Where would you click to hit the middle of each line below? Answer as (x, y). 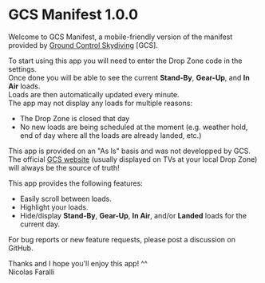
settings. (23, 69)
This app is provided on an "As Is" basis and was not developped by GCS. (130, 151)
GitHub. (21, 248)
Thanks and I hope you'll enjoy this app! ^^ (78, 263)
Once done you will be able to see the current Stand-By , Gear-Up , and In (129, 77)
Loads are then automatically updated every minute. (94, 94)
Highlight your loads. (54, 207)
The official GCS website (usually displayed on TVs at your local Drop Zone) (133, 159)
